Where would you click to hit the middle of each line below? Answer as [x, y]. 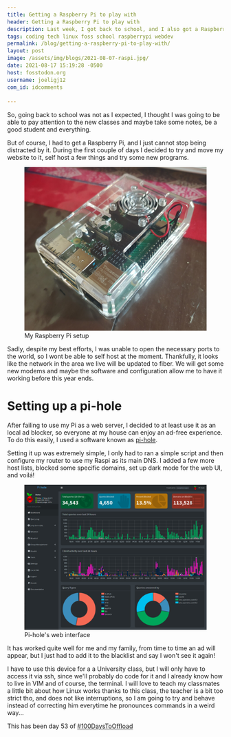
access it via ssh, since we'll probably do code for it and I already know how [115, 676]
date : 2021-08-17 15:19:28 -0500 [55, 65]
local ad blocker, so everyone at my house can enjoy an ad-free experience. [115, 432]
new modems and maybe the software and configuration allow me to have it [114, 371]
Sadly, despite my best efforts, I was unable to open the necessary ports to [113, 349]
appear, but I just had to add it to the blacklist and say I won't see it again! [111, 656]
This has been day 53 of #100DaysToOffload [70, 726]
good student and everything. [49, 129]
